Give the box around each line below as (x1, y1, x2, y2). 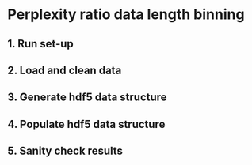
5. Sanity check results (7, 144, 124, 158)
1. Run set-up (7, 37, 74, 51)
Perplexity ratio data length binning (7, 6, 245, 24)
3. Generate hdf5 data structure (7, 91, 167, 104)
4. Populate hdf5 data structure (7, 117, 166, 131)
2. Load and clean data (7, 63, 122, 77)
